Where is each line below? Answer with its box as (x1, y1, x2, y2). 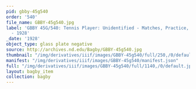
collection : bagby (6, 74, 51, 80)
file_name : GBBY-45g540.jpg (6, 19, 75, 25)
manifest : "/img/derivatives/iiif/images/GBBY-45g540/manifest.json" (6, 57, 179, 63)
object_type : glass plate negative (6, 42, 93, 47)
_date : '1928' (6, 36, 41, 42)
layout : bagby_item (6, 69, 54, 74)
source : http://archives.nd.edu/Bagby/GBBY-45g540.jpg (6, 47, 142, 53)
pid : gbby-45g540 (6, 8, 48, 15)
